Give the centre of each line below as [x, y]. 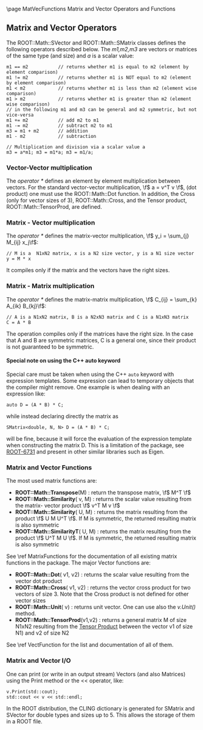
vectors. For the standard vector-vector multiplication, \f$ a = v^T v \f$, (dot [101, 187]
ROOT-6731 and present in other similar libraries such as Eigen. [85, 452]
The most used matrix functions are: [52, 481]
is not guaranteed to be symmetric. [50, 347]
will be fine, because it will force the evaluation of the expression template [99, 438]
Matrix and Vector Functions [49, 468]
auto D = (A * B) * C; [35, 405]
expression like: [26, 394]
